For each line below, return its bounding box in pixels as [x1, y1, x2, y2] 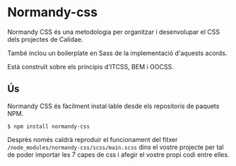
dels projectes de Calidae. [7, 35, 83, 43]
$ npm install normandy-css [7, 123, 90, 130]
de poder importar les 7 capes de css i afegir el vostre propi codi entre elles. [7, 150, 230, 159]
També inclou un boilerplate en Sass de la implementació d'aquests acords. [7, 49, 228, 57]
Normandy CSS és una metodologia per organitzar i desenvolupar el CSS [7, 28, 220, 36]
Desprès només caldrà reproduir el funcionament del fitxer [7, 135, 178, 143]
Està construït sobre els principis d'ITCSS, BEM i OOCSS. [7, 62, 175, 71]
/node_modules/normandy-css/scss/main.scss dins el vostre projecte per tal [7, 143, 224, 151]
